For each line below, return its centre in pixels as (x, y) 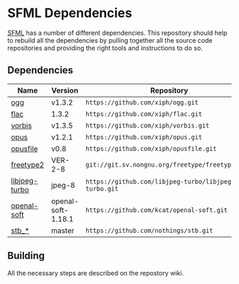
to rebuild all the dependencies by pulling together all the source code (110, 40)
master (63, 231)
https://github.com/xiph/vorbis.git (147, 125)
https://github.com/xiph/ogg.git (142, 102)
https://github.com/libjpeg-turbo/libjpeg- (160, 182)
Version (65, 90)
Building (26, 256)
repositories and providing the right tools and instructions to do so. (105, 48)
